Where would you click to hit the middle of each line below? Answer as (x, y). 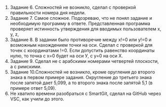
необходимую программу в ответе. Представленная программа (80, 23)
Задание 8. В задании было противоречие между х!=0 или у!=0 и (81, 40)
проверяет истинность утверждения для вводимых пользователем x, (86, 29)
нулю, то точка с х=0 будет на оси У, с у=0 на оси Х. (66, 56)
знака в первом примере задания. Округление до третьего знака (81, 77)
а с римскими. (26, 66)
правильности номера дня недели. (48, 13)
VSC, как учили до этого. (37, 99)
